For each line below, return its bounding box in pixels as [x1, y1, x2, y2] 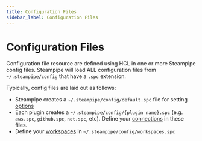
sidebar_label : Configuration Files [6, 14, 98, 20]
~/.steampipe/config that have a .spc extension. [6, 73, 127, 80]
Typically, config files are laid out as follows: [6, 85, 116, 92]
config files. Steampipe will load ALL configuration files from [6, 67, 157, 74]
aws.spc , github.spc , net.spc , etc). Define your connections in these [14, 115, 185, 122]
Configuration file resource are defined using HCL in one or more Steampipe [6, 60, 196, 67]
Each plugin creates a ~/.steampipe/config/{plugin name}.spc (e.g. [14, 109, 183, 116]
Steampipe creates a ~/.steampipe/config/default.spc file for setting [14, 96, 188, 103]
